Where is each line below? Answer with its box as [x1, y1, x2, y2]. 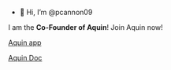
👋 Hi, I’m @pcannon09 [19, 8, 93, 17]
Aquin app [8, 38, 42, 47]
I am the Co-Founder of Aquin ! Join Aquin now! [8, 23, 163, 31]
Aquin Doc [8, 53, 43, 62]
